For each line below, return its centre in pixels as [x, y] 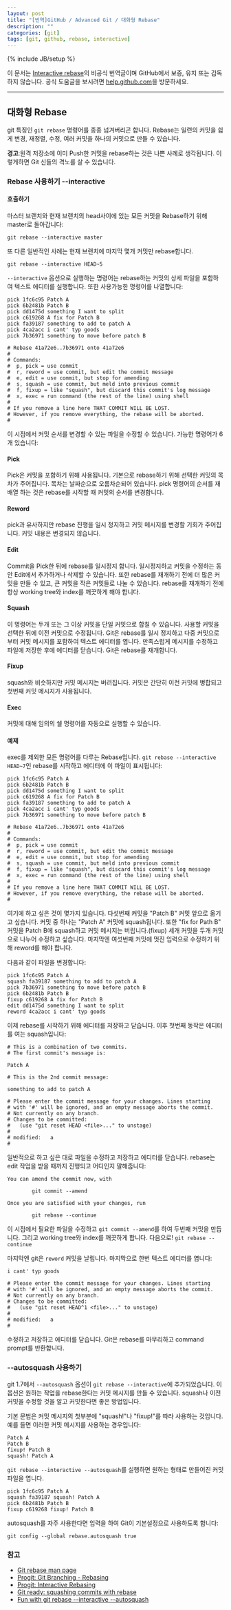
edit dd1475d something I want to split [66, 1006]
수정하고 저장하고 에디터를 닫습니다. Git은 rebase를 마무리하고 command [106, 1339]
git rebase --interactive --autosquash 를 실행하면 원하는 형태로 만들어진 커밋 [115, 1469]
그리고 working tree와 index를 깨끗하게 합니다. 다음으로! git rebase [114, 1238]
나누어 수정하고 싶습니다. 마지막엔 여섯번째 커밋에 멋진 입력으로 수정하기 [116, 939]
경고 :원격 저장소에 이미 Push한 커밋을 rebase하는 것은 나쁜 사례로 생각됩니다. [111, 153]
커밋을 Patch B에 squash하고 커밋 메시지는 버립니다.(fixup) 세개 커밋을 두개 [109, 931]
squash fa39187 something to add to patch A [72, 982]
